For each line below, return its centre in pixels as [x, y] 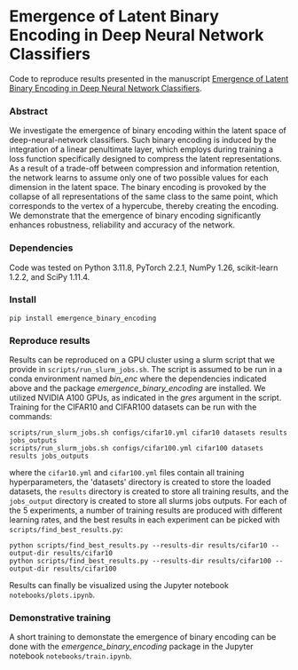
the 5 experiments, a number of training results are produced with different [146, 510]
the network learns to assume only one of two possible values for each [139, 178]
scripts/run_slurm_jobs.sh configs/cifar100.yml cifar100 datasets [137, 449]
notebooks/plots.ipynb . [52, 595]
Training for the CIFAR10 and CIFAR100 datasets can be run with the [133, 407]
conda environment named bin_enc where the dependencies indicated [138, 379]
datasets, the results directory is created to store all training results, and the [149, 491]
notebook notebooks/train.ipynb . [71, 656]
